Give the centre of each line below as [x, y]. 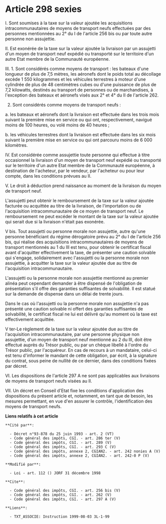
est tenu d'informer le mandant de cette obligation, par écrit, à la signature [81, 355]
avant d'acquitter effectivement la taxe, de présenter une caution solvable [81, 252]
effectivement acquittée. [30, 319]
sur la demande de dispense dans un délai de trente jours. [64, 294]
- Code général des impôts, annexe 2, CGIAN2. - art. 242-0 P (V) [80, 456]
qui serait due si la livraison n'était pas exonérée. [55, 221]
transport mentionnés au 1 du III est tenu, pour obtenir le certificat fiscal [78, 247]
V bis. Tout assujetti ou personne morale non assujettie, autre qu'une [75, 231]
